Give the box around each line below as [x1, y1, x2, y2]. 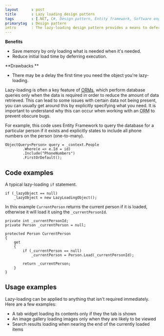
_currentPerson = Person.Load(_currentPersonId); [31, 252, 134, 257]
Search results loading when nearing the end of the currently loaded [12, 321, 150, 327]
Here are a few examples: [5, 301, 57, 307]
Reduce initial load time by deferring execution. [12, 53, 107, 59]
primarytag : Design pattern [5, 21, 67, 26]
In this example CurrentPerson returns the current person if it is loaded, [5, 203, 148, 209]
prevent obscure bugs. [5, 113, 51, 119]
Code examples [5, 168, 54, 177]
